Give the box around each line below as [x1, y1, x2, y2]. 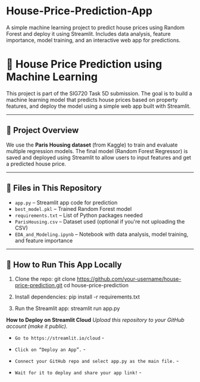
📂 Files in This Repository [6, 183, 102, 193]
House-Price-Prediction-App [6, 4, 153, 18]
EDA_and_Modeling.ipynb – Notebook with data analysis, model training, [14, 231, 189, 238]
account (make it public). [6, 323, 68, 330]
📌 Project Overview [6, 125, 79, 135]
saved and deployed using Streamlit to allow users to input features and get [6, 154, 192, 161]
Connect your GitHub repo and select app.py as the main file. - [14, 358, 179, 365]
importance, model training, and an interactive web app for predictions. [6, 36, 181, 44]
